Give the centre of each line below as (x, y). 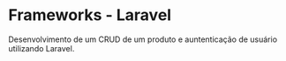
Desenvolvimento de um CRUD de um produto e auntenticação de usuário (143, 39)
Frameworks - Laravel (90, 15)
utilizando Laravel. (41, 48)
